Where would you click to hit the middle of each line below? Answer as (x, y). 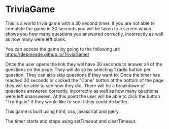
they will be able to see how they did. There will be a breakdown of (75, 85)
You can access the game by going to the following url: (63, 49)
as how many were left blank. (36, 39)
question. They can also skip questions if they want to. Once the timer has (83, 75)
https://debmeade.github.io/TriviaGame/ (47, 54)
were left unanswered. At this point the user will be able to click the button (83, 96)
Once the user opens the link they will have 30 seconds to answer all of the (84, 64)
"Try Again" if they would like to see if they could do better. (67, 101)
